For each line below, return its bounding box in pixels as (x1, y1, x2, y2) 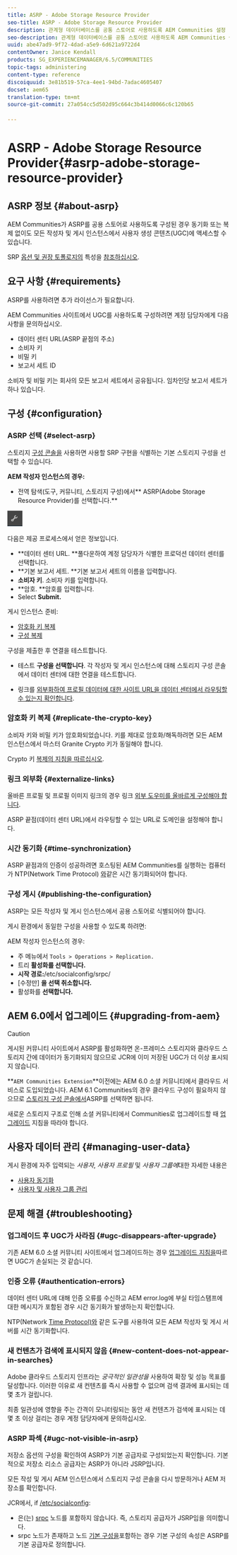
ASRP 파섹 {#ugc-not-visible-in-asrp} (7, 1433, 139, 1443)
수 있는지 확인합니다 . (17, 694, 75, 702)
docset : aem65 (7, 86, 49, 93)
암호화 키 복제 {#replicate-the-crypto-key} (7, 713, 152, 723)
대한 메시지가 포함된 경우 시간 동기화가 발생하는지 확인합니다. (7, 1303, 175, 1311)
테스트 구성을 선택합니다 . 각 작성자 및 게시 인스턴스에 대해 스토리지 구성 (17, 661, 213, 669)
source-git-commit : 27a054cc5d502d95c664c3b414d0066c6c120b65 (7, 101, 194, 108)
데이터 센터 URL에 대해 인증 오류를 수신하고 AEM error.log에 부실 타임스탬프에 (7, 1294, 224, 1302)
